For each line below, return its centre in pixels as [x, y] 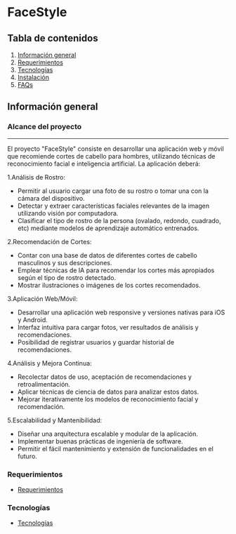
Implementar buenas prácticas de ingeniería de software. [100, 441]
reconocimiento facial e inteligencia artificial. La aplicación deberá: [104, 163]
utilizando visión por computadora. [68, 213]
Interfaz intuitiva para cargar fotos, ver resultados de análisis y [108, 327]
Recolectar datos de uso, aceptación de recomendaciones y [104, 377]
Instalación [33, 77]
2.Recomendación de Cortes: [50, 241]
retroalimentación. [44, 384]
